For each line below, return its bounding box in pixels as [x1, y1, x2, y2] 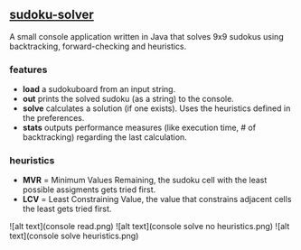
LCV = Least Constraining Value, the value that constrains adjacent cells [22, 194, 292, 205]
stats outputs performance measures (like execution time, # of [22, 122, 256, 134]
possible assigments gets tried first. [22, 184, 156, 195]
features [9, 63, 48, 76]
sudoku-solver [9, 7, 95, 23]
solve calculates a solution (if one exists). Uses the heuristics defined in [22, 103, 291, 114]
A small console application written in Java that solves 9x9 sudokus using [9, 31, 284, 42]
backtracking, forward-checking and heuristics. [9, 41, 187, 51]
